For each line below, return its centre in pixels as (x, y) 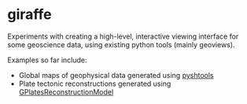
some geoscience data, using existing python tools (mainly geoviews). (121, 44)
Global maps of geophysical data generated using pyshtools (116, 75)
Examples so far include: (47, 60)
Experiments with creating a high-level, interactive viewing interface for (123, 36)
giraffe (29, 15)
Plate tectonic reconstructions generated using (95, 84)
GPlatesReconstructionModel (66, 91)
